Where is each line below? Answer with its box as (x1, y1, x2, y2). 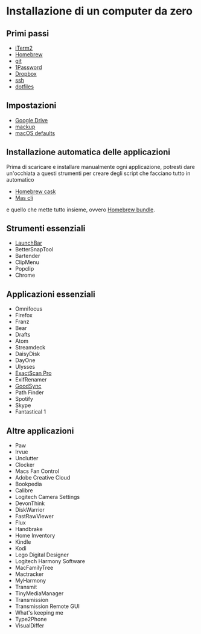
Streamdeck (14, 344, 46, 351)
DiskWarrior (14, 506, 45, 513)
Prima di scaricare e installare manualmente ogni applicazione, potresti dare (6, 163, 195, 170)
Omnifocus (14, 305, 43, 312)
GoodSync (14, 383, 42, 390)
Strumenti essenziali (6, 223, 86, 234)
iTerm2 (14, 44, 33, 51)
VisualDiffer (14, 622, 45, 629)
